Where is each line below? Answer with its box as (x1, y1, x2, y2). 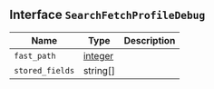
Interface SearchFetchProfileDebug (9, 7, 206, 23)
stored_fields (14, 65, 75, 75)
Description (123, 34, 176, 46)
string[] (83, 64, 115, 76)
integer (83, 49, 114, 62)
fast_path (14, 50, 56, 61)
